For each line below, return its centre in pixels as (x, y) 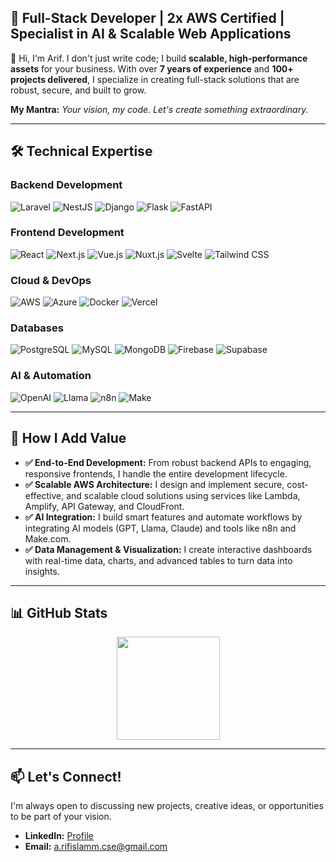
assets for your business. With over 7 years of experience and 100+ (152, 68)
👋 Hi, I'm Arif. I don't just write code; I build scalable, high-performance (159, 58)
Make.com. (48, 538)
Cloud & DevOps (51, 280)
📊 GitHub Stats (59, 612)
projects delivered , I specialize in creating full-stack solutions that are (155, 79)
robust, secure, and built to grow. (78, 90)
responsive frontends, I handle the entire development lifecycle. (156, 473)
